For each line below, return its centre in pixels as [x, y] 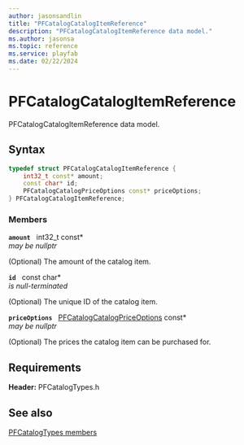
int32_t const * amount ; [63, 176]
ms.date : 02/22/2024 [44, 62]
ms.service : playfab [44, 54]
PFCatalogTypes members [53, 432]
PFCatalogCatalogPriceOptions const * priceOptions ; [112, 191]
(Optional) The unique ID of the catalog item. [83, 302]
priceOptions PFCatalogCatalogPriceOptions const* [98, 317]
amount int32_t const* [46, 238]
